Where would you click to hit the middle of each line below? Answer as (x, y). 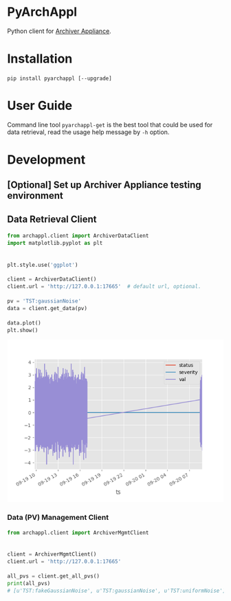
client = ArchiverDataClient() (52, 279)
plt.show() (23, 330)
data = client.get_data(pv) (47, 308)
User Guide (40, 106)
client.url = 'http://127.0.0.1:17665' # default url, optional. (104, 287)
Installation (40, 59)
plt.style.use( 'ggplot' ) (43, 265)
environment (35, 196)
